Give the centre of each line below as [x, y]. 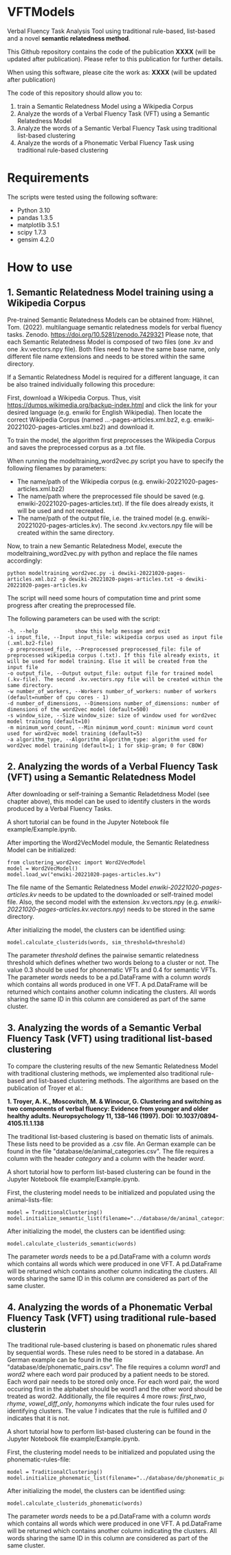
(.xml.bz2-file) [30, 643]
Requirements [48, 178]
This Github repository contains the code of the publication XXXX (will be [111, 52]
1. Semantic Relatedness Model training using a [110, 293]
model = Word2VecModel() [43, 868]
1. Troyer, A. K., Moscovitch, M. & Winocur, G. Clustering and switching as [114, 1101]
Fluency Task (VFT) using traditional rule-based [112, 1318]
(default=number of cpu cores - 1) [58, 697]
